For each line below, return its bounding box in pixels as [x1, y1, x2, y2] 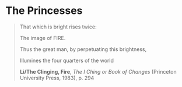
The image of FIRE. [19, 34, 66, 41]
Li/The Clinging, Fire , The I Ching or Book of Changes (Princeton [19, 68, 177, 75]
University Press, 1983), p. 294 [19, 74, 94, 81]
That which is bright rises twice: [19, 23, 97, 30]
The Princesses [5, 4, 83, 17]
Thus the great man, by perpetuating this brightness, [19, 45, 147, 53]
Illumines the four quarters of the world [19, 57, 114, 64]
